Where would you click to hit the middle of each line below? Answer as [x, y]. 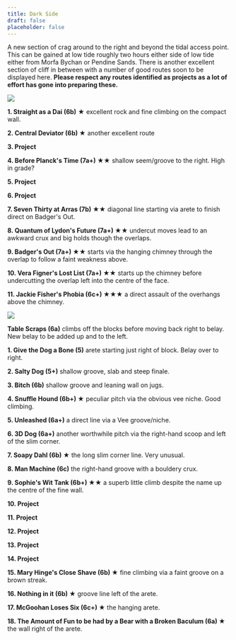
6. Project [22, 196]
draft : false [26, 21]
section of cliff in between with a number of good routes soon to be [106, 70]
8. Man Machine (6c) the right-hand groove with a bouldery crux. [103, 469]
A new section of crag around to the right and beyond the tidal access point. [118, 47]
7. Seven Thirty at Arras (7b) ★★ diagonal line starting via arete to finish [114, 209]
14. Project [23, 559]
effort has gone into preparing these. [63, 85]
